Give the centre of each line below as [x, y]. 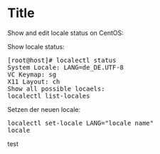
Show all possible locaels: [56, 88]
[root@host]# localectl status [62, 60]
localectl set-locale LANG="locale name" [81, 123]
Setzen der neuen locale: [44, 109]
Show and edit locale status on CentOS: [66, 33]
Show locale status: [36, 46]
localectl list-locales [49, 96]
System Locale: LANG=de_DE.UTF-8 [66, 67]
